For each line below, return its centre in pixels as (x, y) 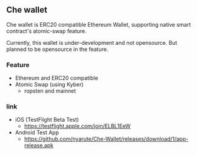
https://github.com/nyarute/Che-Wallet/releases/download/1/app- (106, 139)
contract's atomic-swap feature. (46, 31)
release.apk (39, 145)
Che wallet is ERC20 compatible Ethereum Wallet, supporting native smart (98, 24)
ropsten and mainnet (50, 91)
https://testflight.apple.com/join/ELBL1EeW (77, 126)
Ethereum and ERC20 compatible (56, 78)
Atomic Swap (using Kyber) (49, 85)
